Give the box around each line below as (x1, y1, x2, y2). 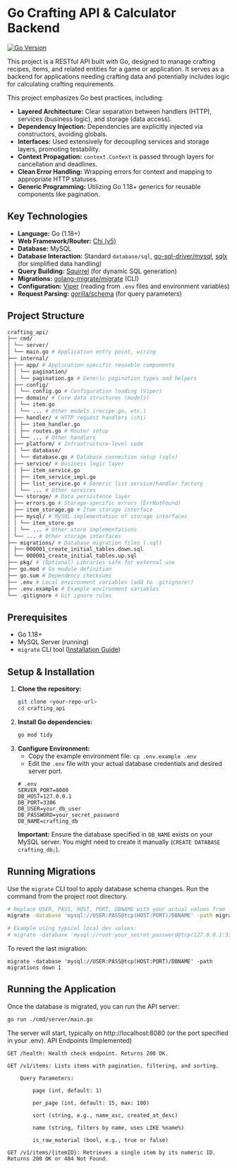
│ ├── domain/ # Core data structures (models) (7, 394, 150, 401)
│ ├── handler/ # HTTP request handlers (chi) (7, 414, 147, 421)
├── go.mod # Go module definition (7, 566, 112, 573)
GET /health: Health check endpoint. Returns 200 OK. (7, 1050, 169, 1057)
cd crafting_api (17, 704, 66, 712)
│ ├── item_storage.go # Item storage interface (7, 506, 153, 514)
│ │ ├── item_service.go (7, 466, 80, 474)
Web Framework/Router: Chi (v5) (17, 236, 116, 245)
